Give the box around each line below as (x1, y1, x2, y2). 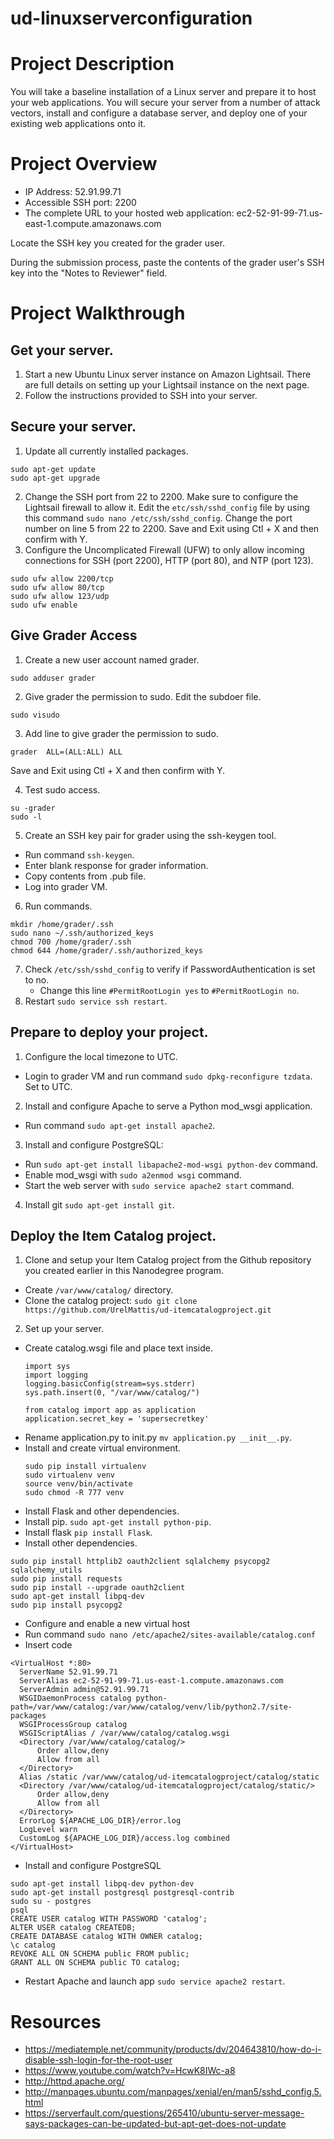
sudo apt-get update (10, 464, 97, 474)
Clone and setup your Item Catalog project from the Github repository (24, 1254, 312, 1266)
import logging (24, 1370, 89, 1381)
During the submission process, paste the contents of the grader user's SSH (10, 257, 325, 269)
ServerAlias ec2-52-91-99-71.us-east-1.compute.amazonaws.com (19, 1676, 284, 1686)
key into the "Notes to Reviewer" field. (10, 267, 168, 279)
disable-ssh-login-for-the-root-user (24, 2054, 173, 2066)
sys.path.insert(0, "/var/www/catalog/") (24, 1388, 200, 1398)
